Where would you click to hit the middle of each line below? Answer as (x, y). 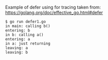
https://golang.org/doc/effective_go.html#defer (54, 12)
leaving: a (17, 48)
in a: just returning (28, 43)
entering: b (18, 30)
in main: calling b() (28, 26)
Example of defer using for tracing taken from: (53, 7)
